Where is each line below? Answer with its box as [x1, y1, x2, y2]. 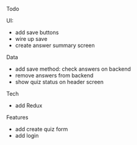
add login [15, 132, 39, 139]
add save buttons [15, 29, 59, 36]
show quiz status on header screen [15, 79, 104, 85]
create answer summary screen [15, 42, 96, 49]
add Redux [15, 102, 43, 109]
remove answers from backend [15, 72, 94, 79]
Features [6, 114, 29, 121]
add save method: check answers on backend [15, 65, 131, 72]
